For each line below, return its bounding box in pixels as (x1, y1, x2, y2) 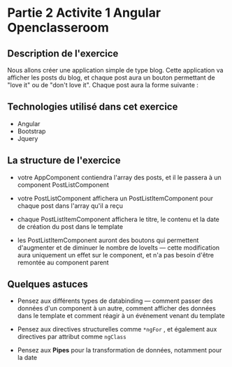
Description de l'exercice (7, 47, 119, 59)
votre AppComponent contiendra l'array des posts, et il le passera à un (17, 173, 222, 181)
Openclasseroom (7, 20, 110, 36)
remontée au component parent (17, 258, 110, 267)
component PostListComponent (17, 180, 110, 189)
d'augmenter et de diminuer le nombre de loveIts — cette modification (17, 243, 220, 252)
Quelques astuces (7, 278, 89, 290)
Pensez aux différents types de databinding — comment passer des (17, 297, 213, 305)
